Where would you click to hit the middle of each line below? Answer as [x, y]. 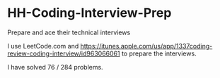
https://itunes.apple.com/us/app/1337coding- [146, 46]
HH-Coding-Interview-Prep [89, 13]
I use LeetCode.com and [43, 46]
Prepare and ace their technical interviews [69, 32]
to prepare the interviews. [159, 53]
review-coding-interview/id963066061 [64, 53]
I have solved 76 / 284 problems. [56, 67]
